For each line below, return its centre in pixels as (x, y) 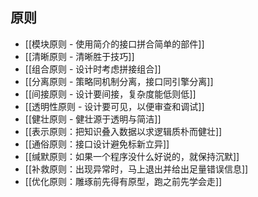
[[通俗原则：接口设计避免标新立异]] (97, 144)
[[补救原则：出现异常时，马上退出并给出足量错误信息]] (136, 169)
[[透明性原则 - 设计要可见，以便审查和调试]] (114, 106)
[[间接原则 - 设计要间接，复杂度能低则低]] (110, 94)
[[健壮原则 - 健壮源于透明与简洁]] (93, 119)
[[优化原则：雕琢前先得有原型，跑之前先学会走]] (123, 181)
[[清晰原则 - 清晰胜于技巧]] (79, 56)
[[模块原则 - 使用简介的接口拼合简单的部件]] (114, 44)
